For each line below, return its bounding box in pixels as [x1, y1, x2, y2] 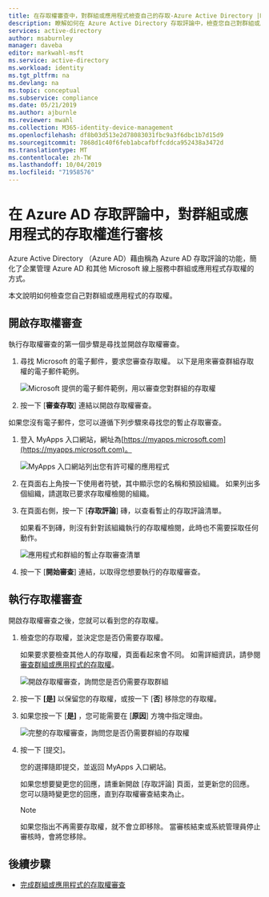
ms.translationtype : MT [8, 146, 88, 154]
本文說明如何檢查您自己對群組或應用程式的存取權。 [8, 290, 177, 300]
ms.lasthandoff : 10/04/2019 [8, 161, 102, 169]
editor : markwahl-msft [8, 49, 84, 57]
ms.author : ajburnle [8, 109, 78, 117]
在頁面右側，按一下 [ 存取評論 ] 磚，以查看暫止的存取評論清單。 [19, 505, 226, 515]
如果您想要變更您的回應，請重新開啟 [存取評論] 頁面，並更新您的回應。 [19, 779, 254, 789]
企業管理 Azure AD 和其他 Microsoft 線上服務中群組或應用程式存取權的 [22, 263, 255, 273]
